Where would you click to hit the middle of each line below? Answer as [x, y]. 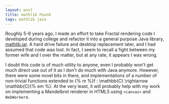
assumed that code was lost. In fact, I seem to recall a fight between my [80, 50]
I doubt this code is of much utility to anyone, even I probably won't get [79, 65]
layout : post [19, 10]
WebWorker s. [17, 97]
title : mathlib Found [28, 15]
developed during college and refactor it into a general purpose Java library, [85, 39]
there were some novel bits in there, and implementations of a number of [81, 76]
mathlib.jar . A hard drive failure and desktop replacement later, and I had [80, 44]
